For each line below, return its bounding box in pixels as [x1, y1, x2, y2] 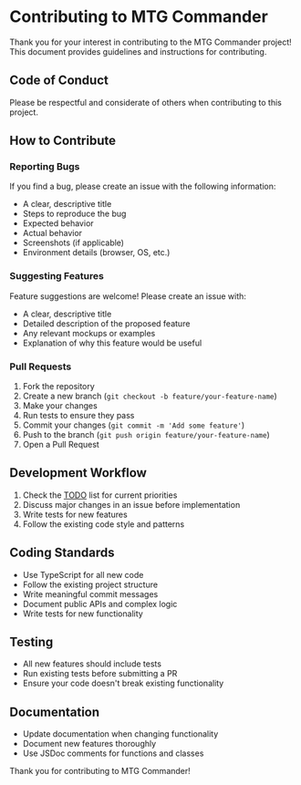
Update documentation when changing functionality [22, 728, 219, 739]
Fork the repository [22, 381, 96, 392]
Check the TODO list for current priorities [22, 490, 178, 501]
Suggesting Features [9, 270, 105, 283]
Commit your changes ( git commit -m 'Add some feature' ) [22, 419, 245, 430]
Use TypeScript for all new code [22, 569, 144, 580]
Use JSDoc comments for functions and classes [22, 748, 204, 759]
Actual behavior [22, 228, 83, 239]
